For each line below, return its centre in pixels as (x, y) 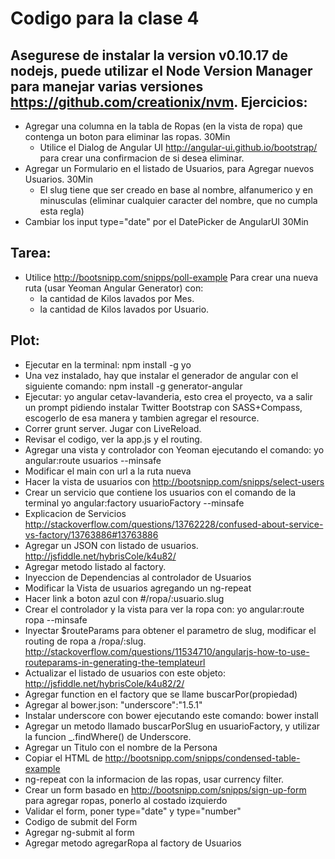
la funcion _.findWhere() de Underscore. (108, 736)
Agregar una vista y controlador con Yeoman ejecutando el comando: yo (174, 449)
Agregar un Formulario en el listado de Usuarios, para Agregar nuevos (169, 168)
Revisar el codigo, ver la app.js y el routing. (113, 439)
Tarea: (31, 253)
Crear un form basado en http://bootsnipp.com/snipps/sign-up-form (165, 789)
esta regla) (62, 211)
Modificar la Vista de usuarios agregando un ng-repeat (138, 588)
